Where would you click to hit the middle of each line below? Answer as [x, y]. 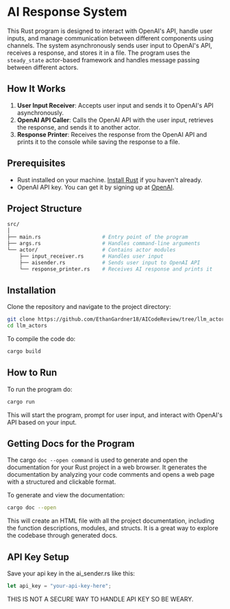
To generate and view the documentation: [66, 495]
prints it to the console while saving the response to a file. [98, 142]
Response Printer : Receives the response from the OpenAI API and [112, 134]
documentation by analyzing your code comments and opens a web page [111, 475]
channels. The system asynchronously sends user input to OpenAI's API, [110, 45]
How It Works [37, 89]
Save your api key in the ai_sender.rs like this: [71, 573]
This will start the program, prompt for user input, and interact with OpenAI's [115, 414]
